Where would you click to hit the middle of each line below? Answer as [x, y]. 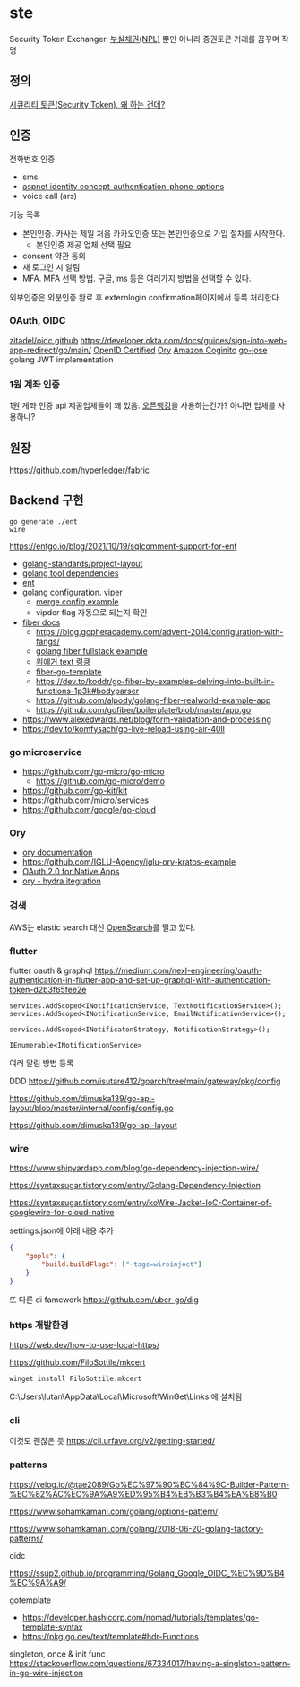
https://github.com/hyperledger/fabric [80, 470]
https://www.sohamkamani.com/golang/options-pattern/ [114, 1511]
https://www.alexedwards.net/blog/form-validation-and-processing [146, 719]
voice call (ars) [50, 196]
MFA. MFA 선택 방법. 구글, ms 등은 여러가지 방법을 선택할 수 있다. [137, 278]
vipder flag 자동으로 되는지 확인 [91, 612]
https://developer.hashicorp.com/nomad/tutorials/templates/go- [141, 1617]
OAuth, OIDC [38, 321]
